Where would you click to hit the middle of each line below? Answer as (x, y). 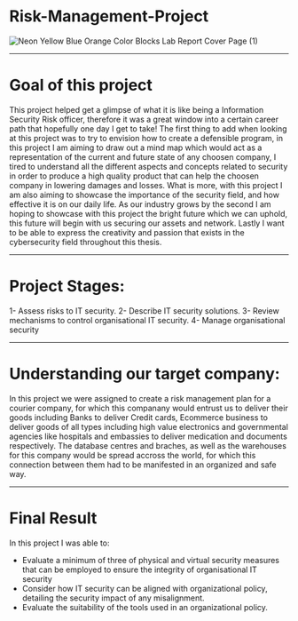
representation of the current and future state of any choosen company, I (143, 156)
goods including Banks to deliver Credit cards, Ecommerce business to (139, 417)
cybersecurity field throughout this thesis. (86, 242)
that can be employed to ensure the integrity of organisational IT (139, 569)
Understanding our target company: (145, 374)
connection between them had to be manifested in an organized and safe (143, 465)
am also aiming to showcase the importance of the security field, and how (144, 195)
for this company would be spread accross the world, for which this (133, 455)
